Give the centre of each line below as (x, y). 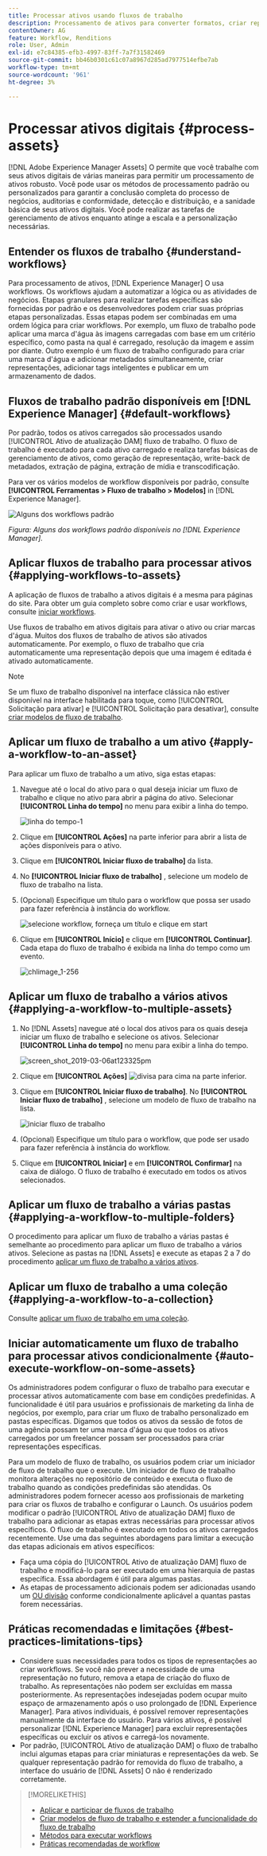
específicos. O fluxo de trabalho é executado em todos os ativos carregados (133, 1529)
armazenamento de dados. (52, 376)
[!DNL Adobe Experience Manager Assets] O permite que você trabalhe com (133, 167)
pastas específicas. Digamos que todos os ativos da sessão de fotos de (126, 1421)
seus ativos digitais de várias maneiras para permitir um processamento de (131, 176)
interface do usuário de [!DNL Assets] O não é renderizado (116, 1770)
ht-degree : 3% (32, 82)
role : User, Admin (39, 45)
